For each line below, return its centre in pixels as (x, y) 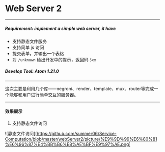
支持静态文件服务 (29, 41)
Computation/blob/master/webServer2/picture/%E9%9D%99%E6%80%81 (81, 139)
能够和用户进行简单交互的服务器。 (44, 95)
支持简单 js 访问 (28, 47)
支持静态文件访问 (29, 123)
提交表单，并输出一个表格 (38, 53)
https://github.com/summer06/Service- (77, 134)
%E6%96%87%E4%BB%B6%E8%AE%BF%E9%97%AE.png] (68, 144)
